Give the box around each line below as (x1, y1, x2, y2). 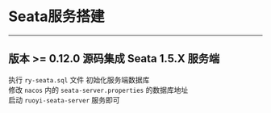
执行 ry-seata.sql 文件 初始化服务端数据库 (8, 74, 150, 85)
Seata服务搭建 (8, 7, 105, 26)
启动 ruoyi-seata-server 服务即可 (8, 94, 120, 105)
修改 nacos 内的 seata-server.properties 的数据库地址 (8, 85, 189, 94)
